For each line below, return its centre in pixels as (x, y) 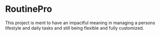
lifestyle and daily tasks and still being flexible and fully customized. (75, 28)
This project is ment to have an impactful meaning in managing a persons (80, 23)
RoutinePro (29, 9)
